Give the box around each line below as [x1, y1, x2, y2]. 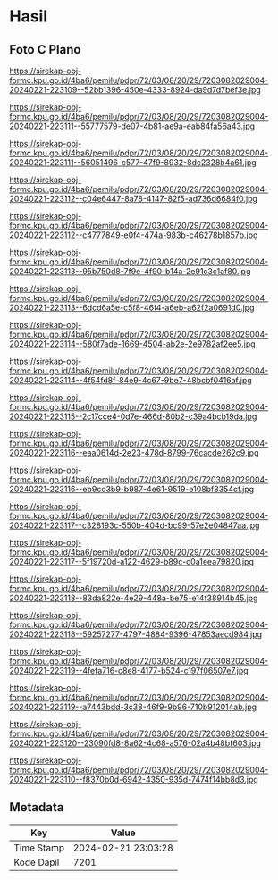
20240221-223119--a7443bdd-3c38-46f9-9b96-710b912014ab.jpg [9, 701, 257, 712]
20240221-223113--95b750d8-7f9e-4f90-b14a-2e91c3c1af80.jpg [9, 266, 251, 276]
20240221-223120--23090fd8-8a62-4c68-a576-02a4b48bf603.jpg [9, 738, 262, 748]
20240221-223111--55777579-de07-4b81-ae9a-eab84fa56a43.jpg [9, 121, 256, 131]
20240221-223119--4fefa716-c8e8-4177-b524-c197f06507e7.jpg [9, 666, 249, 675]
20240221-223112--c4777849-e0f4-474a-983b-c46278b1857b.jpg [9, 230, 258, 240]
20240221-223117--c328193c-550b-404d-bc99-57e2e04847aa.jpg [9, 520, 260, 531]
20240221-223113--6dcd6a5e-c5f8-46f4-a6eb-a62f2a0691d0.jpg [9, 302, 255, 313]
